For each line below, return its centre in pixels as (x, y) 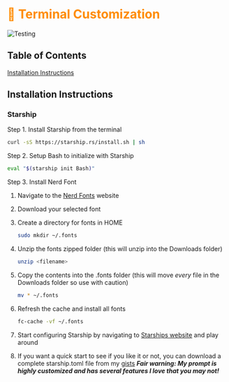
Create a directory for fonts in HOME (70, 222)
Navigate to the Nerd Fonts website (68, 196)
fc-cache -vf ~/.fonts (50, 321)
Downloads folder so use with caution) (73, 282)
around (28, 342)
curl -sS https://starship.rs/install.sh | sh (76, 143)
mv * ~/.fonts (38, 295)
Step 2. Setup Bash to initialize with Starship (71, 156)
